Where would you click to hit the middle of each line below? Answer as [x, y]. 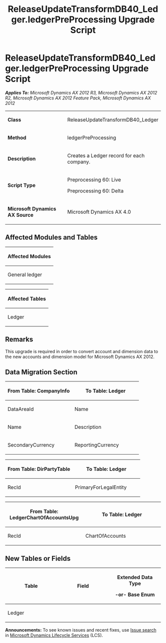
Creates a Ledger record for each [106, 155]
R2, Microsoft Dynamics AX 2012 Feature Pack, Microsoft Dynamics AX [78, 98]
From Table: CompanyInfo [39, 391]
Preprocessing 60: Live [94, 180]
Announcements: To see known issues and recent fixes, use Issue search [81, 630]
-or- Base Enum [135, 595]
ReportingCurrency [97, 445]
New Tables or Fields [38, 558]
